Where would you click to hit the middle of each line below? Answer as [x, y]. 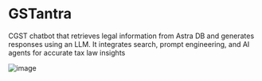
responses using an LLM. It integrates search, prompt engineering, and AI [129, 44]
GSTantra [40, 14]
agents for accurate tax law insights [67, 52]
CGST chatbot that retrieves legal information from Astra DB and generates [131, 36]
